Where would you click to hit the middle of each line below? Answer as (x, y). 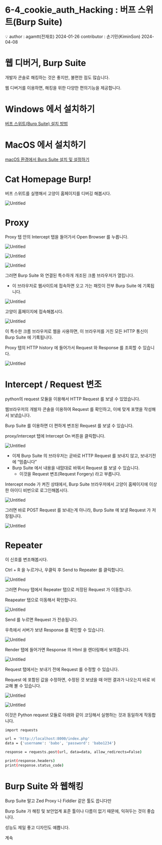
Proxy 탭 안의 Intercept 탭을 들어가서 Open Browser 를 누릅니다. (67, 237)
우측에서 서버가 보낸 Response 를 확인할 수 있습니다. (55, 630)
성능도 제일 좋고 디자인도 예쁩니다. (37, 827)
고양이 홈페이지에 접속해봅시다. (34, 311)
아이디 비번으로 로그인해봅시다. (39, 490)
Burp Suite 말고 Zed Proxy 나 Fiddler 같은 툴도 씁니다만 (58, 801)
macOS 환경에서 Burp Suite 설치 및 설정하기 (47, 159)
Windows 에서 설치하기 (50, 109)
